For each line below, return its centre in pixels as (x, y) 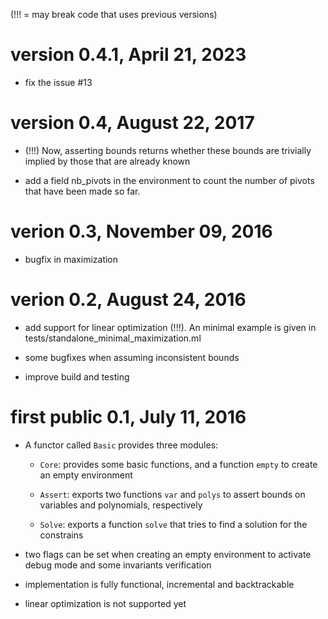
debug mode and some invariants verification (118, 565)
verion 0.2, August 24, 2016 (128, 300)
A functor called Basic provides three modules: (121, 445)
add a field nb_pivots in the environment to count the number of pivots (169, 180)
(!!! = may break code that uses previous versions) (114, 14)
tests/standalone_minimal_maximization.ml (113, 338)
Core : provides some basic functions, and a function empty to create (178, 464)
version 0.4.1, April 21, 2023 (128, 55)
